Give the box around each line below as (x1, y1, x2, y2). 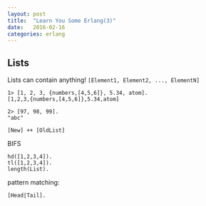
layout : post (7, 10, 46, 18)
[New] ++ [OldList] (7, 127, 66, 134)
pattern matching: (7, 178, 60, 187)
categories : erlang (7, 30, 66, 38)
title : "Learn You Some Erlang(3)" (7, 17, 116, 24)
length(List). (7, 165, 50, 173)
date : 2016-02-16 (7, 24, 66, 31)
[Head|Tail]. (7, 192, 46, 200)
